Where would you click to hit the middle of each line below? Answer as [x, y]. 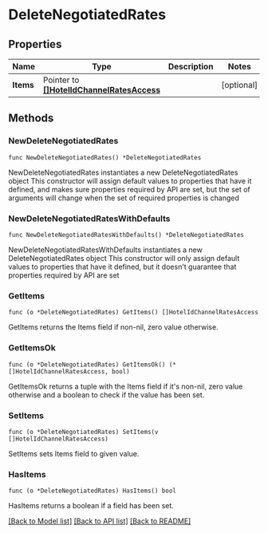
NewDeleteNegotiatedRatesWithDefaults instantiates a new [106, 250]
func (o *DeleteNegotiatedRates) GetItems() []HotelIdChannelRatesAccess [134, 313]
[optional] [240, 85]
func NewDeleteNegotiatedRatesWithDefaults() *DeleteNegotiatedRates [126, 235]
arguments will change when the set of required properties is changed [124, 198]
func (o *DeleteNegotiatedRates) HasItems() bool [93, 491]
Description [191, 67]
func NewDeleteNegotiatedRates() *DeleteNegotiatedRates [105, 157]
